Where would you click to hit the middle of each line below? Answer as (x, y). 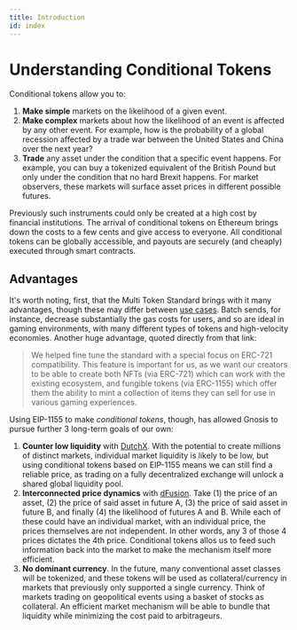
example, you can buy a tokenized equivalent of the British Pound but (149, 168)
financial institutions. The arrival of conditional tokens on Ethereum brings (144, 223)
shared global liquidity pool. (73, 484)
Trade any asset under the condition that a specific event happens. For (152, 158)
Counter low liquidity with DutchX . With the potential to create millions (151, 446)
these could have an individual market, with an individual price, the (144, 522)
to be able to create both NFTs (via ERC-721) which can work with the (158, 374)
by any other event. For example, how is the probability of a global (143, 130)
